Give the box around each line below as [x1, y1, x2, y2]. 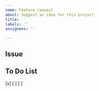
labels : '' [5, 21, 28, 27]
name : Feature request [5, 7, 53, 13]
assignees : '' [5, 26, 36, 32]
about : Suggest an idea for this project [5, 12, 94, 17]
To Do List [5, 67, 38, 75]
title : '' [5, 17, 26, 22]
